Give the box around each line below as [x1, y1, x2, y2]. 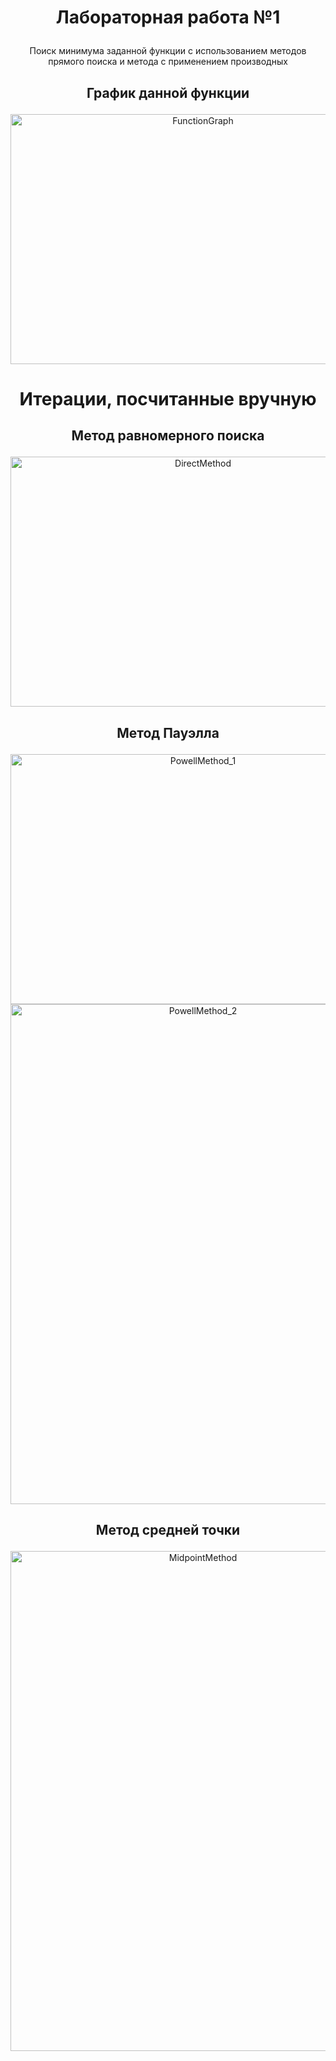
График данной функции [86, 84, 250, 101]
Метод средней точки [95, 1521, 241, 1538]
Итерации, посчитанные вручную [19, 387, 317, 410]
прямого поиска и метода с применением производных [48, 56, 288, 68]
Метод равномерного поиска [71, 427, 265, 445]
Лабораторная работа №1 [55, 6, 281, 29]
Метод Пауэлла [116, 724, 220, 741]
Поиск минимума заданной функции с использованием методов [29, 45, 307, 57]
